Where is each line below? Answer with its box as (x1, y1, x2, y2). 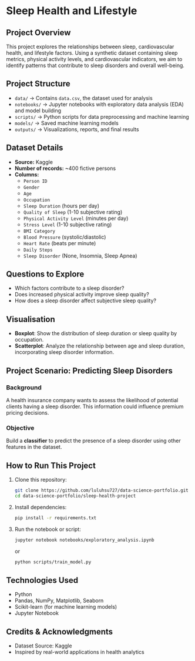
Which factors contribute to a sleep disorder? (14, 285, 125, 292)
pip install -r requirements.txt (14, 515, 97, 521)
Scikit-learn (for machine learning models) (14, 603, 117, 610)
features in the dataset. (6, 443, 62, 450)
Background (6, 383, 42, 392)
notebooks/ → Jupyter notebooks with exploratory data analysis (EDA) (14, 101, 184, 108)
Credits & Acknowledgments (6, 626, 113, 636)
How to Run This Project (6, 460, 96, 470)
